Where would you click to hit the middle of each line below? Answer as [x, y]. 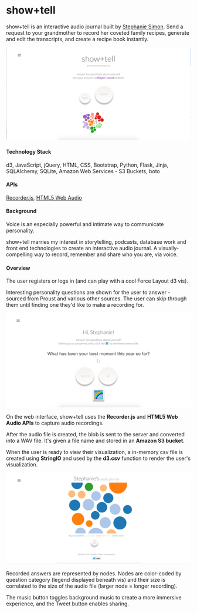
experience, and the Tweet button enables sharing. [67, 604]
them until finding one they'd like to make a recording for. [75, 305]
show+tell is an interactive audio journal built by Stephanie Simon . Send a [95, 26]
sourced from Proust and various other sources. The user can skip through [96, 299]
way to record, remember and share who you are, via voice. [106, 254]
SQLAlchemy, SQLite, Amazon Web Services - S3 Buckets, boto [83, 171]
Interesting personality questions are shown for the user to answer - [88, 293]
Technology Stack [29, 152]
